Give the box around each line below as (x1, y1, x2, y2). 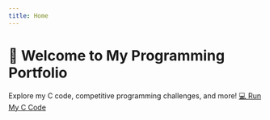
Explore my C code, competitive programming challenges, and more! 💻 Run (8, 90, 261, 101)
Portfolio (8, 64, 68, 81)
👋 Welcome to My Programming (8, 46, 225, 64)
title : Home (8, 11, 49, 20)
